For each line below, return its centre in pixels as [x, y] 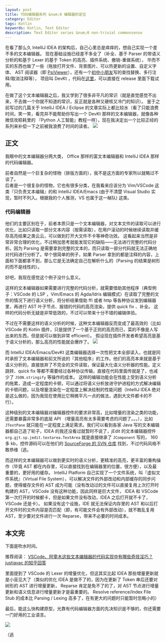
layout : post [19, 10]
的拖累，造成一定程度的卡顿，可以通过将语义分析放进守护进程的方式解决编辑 [83, 383]
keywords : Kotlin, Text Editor [37, 28]
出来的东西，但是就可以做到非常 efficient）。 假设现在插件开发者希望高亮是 [81, 336]
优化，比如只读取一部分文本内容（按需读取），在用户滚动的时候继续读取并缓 [82, 230]
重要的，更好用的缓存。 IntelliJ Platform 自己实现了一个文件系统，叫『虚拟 [81, 473]
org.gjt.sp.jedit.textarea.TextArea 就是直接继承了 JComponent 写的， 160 [82, 437]
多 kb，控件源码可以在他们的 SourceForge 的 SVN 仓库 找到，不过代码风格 [81, 444]
